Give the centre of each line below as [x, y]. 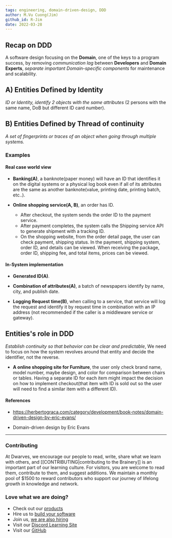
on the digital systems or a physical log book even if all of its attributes [87, 184]
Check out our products [38, 508]
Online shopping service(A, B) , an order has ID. [63, 205]
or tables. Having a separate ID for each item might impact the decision [88, 378]
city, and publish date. [36, 292]
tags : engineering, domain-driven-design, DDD [56, 10]
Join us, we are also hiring [40, 519]
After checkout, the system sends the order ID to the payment [85, 215]
